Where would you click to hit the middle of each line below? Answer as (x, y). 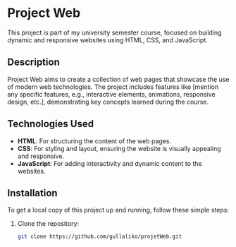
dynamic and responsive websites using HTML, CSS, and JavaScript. (107, 40)
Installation (32, 193)
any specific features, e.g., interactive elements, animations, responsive (112, 94)
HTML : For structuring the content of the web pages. (94, 141)
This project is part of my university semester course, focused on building (114, 32)
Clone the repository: (48, 224)
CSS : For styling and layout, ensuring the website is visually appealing (119, 148)
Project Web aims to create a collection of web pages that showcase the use (118, 79)
